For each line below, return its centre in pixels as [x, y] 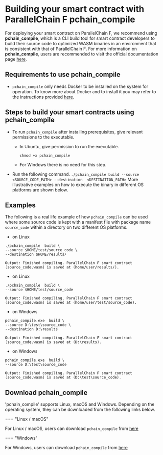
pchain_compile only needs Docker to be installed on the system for [80, 86]
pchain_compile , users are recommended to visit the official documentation [82, 54]
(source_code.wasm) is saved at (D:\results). [53, 342]
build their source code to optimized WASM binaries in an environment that [81, 43]
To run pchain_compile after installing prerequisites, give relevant [77, 132]
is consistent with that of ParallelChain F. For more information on [71, 49]
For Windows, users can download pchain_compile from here [67, 448]
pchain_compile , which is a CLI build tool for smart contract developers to [80, 38]
